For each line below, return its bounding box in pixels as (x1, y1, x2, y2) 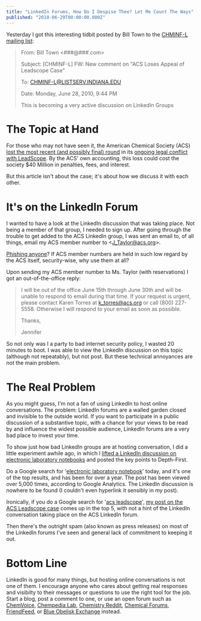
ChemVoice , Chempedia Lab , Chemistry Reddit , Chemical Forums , (6, 602, 169, 609)
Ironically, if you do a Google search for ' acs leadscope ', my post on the (6, 498, 184, 506)
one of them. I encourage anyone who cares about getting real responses (6, 583, 188, 590)
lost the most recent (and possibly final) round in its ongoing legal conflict (6, 148, 188, 156)
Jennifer (20, 328, 42, 336)
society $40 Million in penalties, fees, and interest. (6, 161, 130, 168)
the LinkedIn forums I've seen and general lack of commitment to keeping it (6, 529, 193, 536)
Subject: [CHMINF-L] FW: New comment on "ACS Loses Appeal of (20, 60, 185, 68)
